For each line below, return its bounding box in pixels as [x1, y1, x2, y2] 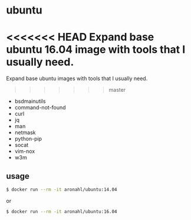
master [108, 86, 126, 94]
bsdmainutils [14, 98, 46, 105]
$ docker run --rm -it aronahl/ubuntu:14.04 [6, 186, 117, 192]
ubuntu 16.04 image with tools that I [6, 43, 186, 56]
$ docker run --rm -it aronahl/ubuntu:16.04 [6, 208, 117, 215]
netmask [14, 129, 37, 136]
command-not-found [14, 104, 66, 111]
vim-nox [14, 148, 35, 155]
